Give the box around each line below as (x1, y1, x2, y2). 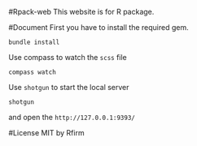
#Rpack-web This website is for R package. (8, 7, 155, 16)
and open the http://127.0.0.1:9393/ (8, 113, 136, 122)
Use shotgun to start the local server (8, 83, 129, 92)
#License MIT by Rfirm (8, 128, 85, 137)
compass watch (8, 68, 57, 76)
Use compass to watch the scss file (8, 53, 128, 62)
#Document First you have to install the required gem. (8, 23, 189, 32)
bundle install (8, 38, 60, 46)
